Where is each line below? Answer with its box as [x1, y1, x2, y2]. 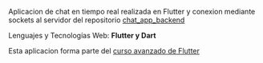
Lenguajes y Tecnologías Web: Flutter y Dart [8, 31, 156, 40]
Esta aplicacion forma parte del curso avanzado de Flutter [8, 46, 200, 55]
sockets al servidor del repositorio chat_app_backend [8, 15, 185, 25]
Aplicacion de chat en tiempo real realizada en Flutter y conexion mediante [8, 7, 256, 16]
